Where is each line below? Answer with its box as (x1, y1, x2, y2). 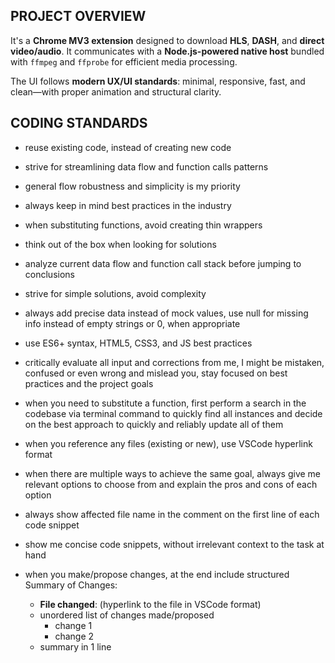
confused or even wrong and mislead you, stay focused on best (24, 367, 288, 379)
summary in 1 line (39, 640, 112, 653)
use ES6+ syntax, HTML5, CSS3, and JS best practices (24, 337, 253, 349)
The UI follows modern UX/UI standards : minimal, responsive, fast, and (10, 75, 306, 87)
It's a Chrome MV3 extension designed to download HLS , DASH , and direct (10, 34, 325, 46)
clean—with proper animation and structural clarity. (10, 85, 222, 98)
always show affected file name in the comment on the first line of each (24, 508, 320, 520)
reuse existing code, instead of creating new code (24, 141, 232, 153)
